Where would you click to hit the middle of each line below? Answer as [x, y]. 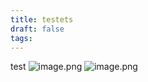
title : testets [42, 19]
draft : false [37, 29]
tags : [21, 38]
